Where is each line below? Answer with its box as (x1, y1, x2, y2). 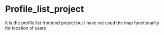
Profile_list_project (5, 3, 84, 15)
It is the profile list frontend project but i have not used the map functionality (5, 20, 160, 26)
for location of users (5, 25, 46, 31)
